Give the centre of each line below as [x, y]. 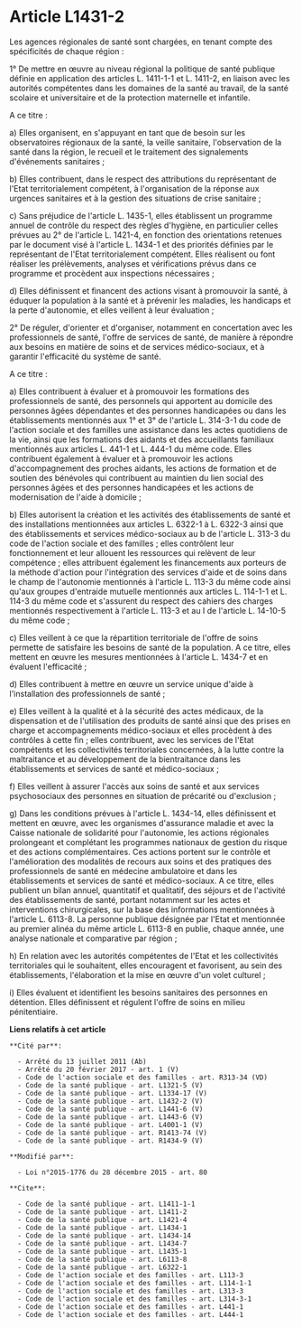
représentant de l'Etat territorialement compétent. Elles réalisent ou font [142, 254]
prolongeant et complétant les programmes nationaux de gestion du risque [148, 842]
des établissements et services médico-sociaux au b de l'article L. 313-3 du [150, 533]
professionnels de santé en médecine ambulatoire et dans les [124, 871]
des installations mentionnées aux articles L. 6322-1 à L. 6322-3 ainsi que [146, 524]
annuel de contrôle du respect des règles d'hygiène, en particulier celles [144, 225]
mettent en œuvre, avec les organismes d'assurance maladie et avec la [142, 823]
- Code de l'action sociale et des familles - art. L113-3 [131, 1275]
